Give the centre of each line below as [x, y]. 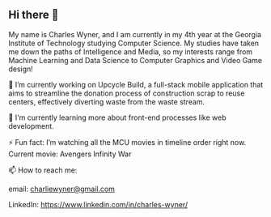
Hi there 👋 [34, 15]
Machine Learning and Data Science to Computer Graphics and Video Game [135, 60]
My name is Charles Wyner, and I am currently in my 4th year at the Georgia [135, 34]
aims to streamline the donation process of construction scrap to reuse [127, 93]
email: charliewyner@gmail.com [62, 189]
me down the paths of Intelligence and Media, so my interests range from [131, 51]
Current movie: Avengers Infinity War [70, 154]
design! [21, 69]
